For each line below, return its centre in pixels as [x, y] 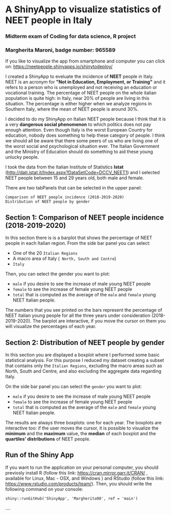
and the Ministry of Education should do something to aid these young [79, 152]
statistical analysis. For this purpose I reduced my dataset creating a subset [85, 360]
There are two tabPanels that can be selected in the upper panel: [74, 188]
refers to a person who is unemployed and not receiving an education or [81, 88]
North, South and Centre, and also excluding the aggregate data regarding [83, 371]
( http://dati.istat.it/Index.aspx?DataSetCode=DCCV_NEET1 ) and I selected [82, 173]
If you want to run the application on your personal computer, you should [82, 467]
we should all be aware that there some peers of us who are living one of [82, 141]
